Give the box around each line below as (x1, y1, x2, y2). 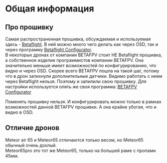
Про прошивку (5, 23, 54, 31)
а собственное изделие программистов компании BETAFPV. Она (5, 57, 144, 63)
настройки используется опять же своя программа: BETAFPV (5, 84, 137, 90)
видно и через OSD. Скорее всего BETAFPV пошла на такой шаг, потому (5, 68, 160, 74)
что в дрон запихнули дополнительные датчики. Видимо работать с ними (5, 73, 163, 79)
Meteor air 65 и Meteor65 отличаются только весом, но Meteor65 (5, 137, 144, 143)
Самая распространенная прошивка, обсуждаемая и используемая (5, 36, 151, 42)
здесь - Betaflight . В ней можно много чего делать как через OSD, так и (5, 41, 159, 47)
